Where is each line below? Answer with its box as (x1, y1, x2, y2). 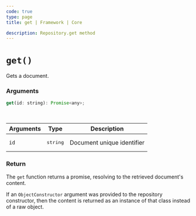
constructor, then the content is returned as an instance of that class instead (6, 197, 190, 204)
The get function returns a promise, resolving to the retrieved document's (6, 173, 184, 180)
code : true (6, 8, 33, 15)
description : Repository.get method (6, 30, 95, 36)
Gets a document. (6, 73, 49, 80)
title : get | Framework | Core (6, 19, 82, 25)
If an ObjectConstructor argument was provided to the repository (6, 191, 163, 198)
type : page (6, 14, 33, 20)
